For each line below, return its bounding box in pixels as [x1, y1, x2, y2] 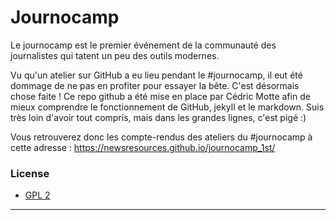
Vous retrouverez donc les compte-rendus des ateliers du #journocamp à [10, 131, 313, 143]
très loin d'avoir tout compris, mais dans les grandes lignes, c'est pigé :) [10, 111, 307, 123]
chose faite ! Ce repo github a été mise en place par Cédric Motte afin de [10, 90, 311, 102]
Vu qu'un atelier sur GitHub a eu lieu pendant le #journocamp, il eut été [10, 69, 303, 81]
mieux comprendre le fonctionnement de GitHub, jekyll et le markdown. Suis [10, 101, 325, 113]
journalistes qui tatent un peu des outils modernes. [10, 49, 220, 61]
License [10, 166, 50, 180]
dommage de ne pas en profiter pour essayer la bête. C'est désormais [10, 79, 300, 91]
